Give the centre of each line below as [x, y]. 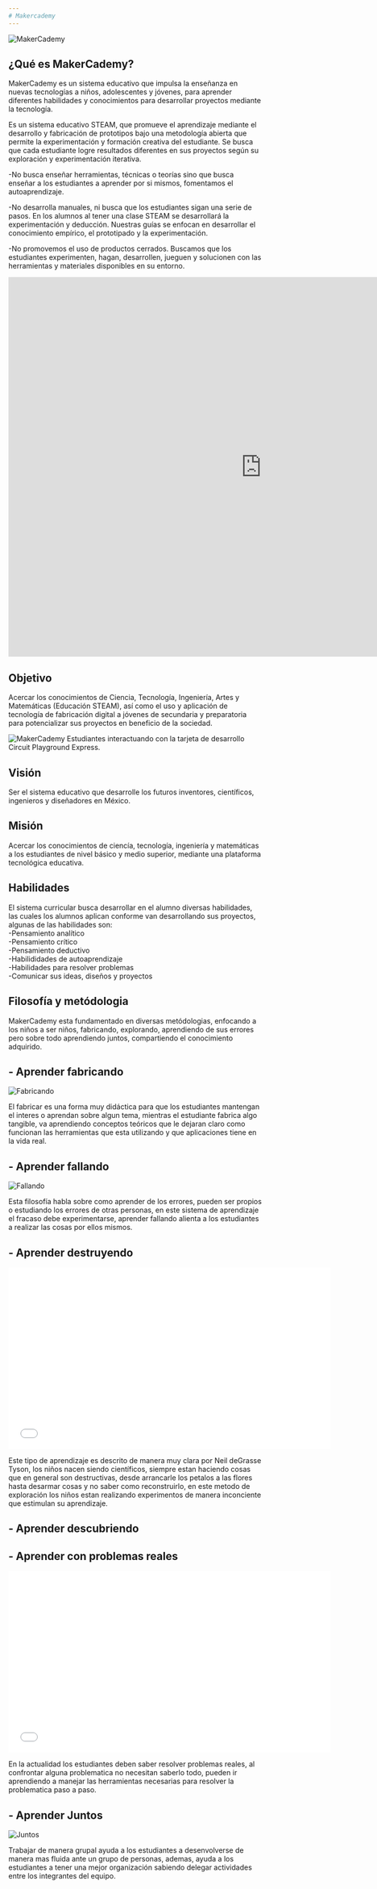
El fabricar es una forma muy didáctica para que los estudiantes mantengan [134, 1107]
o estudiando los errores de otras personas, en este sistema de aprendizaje [134, 1210]
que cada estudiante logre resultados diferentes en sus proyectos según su [134, 151]
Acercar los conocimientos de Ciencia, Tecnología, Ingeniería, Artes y [124, 698]
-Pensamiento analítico [46, 933]
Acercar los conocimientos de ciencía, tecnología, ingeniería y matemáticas [134, 845]
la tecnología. [31, 109]
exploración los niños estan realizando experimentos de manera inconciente [135, 1495]
